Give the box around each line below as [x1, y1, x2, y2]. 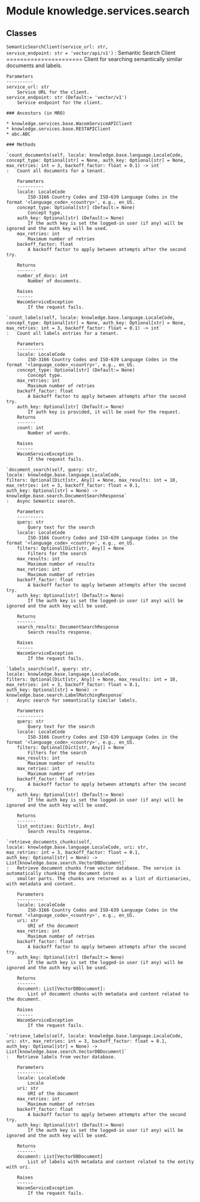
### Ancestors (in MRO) [6, 110, 66, 116]
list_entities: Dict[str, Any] [17, 823, 95, 829]
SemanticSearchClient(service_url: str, [6, 44, 109, 50]
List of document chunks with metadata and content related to [28, 991, 189, 997]
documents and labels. [6, 62, 63, 69]
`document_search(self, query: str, [6, 467, 98, 473]
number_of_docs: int [17, 273, 68, 279]
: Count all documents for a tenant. [6, 168, 106, 174]
